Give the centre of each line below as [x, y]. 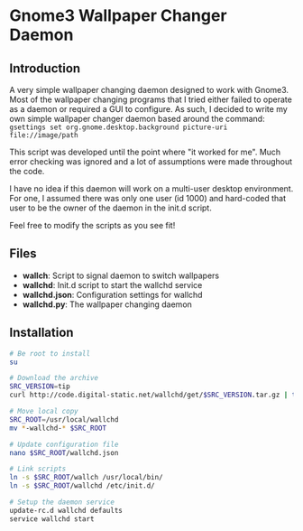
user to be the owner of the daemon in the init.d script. [110, 208]
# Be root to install [50, 353]
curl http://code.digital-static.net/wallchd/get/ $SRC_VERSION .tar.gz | [149, 395]
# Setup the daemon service [62, 502]
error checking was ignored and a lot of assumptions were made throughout [151, 162]
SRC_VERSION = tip [40, 387]
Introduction [45, 68]
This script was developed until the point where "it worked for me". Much [145, 152]
